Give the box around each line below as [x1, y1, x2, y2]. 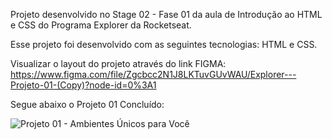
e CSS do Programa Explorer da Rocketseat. [10, 19, 192, 31]
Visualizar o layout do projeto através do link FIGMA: [10, 58, 227, 69]
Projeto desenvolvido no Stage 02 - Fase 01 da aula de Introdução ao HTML [10, 9, 323, 20]
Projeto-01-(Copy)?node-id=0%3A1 [10, 79, 157, 91]
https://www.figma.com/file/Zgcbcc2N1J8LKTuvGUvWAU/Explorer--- [10, 69, 297, 80]
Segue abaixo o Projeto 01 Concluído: [10, 99, 165, 110]
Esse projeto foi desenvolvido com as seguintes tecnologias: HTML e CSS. [10, 39, 318, 50]
